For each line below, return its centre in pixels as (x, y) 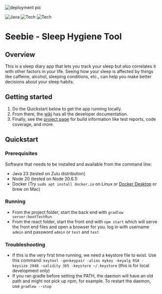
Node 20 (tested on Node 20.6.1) (45, 179)
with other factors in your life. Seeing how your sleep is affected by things (79, 71)
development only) (31, 271)
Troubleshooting (25, 244)
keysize (20, 266)
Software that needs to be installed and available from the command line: (79, 164)
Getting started (29, 97)
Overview (20, 54)
